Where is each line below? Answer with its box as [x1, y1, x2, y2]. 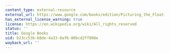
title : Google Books [5, 31, 49, 36]
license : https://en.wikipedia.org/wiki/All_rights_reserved [5, 21, 137, 27]
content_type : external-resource [5, 7, 76, 13]
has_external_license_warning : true [5, 17, 82, 22]
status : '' [5, 26, 28, 31]
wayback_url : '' [5, 40, 39, 45]
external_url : [5, 12, 35, 17]
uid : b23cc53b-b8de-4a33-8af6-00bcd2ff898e [5, 36, 99, 41]
